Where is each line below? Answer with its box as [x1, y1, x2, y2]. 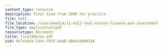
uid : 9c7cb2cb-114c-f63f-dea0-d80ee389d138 [5, 39, 95, 44]
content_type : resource [5, 7, 54, 12]
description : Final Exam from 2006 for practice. [5, 12, 108, 17]
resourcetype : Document [5, 30, 54, 34]
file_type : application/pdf [5, 25, 62, 30]
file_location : [5, 20, 36, 26]
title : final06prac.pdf [5, 34, 54, 39]
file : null [5, 16, 27, 21]
